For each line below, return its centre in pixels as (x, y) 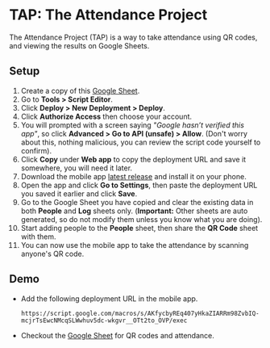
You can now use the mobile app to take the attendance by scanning (135, 245)
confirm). (36, 150)
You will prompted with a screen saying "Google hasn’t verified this (133, 125)
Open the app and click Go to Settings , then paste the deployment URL (139, 185)
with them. (38, 237)
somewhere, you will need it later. (76, 168)
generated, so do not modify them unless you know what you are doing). (141, 219)
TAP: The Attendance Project (108, 15)
